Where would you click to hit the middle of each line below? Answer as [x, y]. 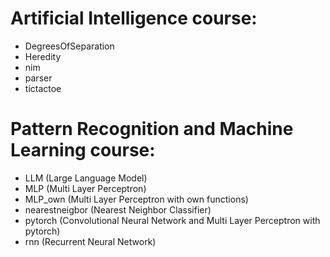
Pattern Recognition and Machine [152, 129]
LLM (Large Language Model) [86, 178]
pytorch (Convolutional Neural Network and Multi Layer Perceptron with [172, 220]
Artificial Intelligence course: [134, 18]
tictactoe [43, 88]
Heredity [43, 56]
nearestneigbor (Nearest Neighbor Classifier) [118, 209]
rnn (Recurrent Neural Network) [90, 241]
